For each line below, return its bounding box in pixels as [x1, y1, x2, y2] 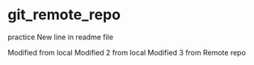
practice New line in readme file [7, 32, 114, 42]
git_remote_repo [7, 6, 121, 24]
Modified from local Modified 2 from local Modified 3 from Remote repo [7, 47, 246, 57]
